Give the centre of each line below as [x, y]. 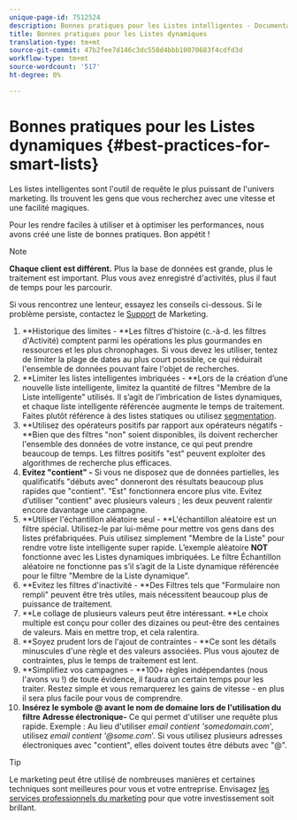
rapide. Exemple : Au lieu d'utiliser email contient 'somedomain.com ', [148, 726]
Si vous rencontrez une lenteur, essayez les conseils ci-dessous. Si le [136, 304]
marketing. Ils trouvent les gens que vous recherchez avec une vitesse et [142, 198]
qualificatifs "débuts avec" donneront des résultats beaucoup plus [142, 481]
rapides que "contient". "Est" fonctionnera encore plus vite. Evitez [142, 491]
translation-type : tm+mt [55, 42]
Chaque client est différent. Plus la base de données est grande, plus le [141, 268]
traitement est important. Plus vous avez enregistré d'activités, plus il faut [143, 278]
